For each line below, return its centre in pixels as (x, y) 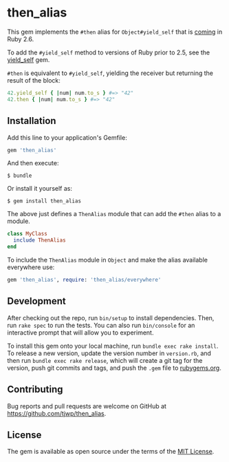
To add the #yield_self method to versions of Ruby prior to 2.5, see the (109, 52)
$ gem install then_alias (44, 201)
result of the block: (34, 80)
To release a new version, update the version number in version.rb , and (109, 353)
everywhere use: (31, 267)
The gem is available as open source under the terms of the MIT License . (111, 452)
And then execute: (33, 163)
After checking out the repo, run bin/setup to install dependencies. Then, (111, 317)
